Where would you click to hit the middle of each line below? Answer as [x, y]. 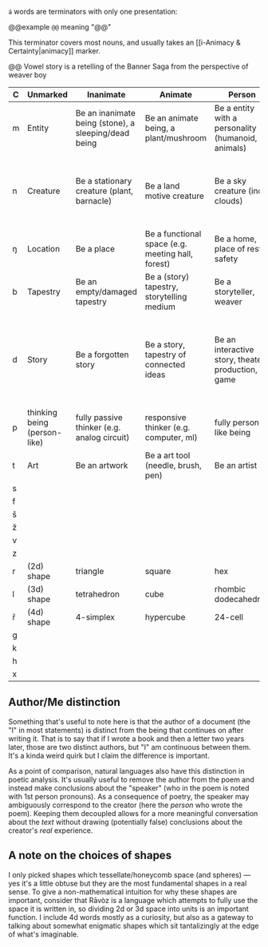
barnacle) [94, 201]
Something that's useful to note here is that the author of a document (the [130, 721]
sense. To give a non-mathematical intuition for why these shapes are [123, 892]
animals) [231, 148]
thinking [42, 412]
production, [236, 369]
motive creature [175, 196]
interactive [234, 349]
